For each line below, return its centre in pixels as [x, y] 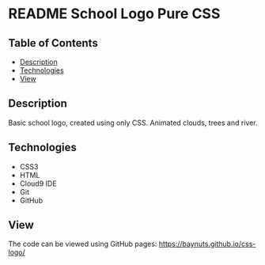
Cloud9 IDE [38, 184]
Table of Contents [53, 43]
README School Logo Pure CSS [114, 14]
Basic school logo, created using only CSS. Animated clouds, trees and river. [133, 123]
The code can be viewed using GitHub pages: [83, 244]
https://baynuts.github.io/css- [207, 244]
